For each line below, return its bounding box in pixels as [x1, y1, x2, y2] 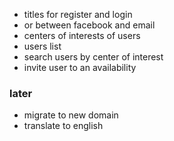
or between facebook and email [23, 19, 156, 31]
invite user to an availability [23, 62, 137, 73]
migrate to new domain [23, 109, 119, 121]
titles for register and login [23, 9, 133, 20]
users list [23, 40, 62, 52]
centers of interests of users [23, 30, 141, 41]
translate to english [23, 120, 104, 132]
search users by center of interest [23, 51, 164, 63]
